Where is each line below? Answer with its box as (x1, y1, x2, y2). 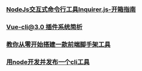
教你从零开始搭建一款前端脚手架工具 (6, 40, 111, 48)
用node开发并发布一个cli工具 (6, 58, 90, 66)
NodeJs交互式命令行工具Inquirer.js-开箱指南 (6, 5, 136, 13)
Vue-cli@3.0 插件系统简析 (6, 23, 83, 31)
